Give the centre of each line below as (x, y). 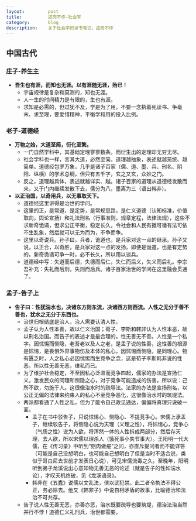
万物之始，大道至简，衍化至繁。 (53, 145)
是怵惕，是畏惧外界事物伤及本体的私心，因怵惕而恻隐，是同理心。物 (105, 351)
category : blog (32, 22)
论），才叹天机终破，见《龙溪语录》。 (76, 475)
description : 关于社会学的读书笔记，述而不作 (60, 28)
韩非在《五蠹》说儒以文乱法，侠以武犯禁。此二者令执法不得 (104, 482)
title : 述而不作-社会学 (44, 17)
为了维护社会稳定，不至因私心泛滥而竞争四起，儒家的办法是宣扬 (100, 373)
